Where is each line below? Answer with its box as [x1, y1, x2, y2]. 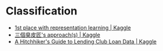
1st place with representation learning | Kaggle [14, 24, 131, 31]
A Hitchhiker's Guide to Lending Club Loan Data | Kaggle [14, 38, 157, 45]
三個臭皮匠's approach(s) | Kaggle [14, 31, 101, 38]
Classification [5, 4, 77, 18]
